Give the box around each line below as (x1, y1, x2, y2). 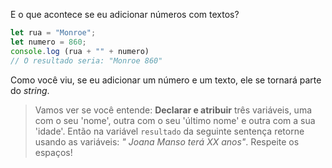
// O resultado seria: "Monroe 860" (10, 55, 163, 66)
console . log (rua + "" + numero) (10, 46, 150, 56)
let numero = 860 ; (10, 37, 87, 47)
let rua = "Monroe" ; (10, 28, 97, 38)
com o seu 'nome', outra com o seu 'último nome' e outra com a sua (34, 114, 316, 126)
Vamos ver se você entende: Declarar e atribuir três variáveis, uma (34, 104, 313, 116)
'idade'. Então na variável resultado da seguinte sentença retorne (34, 125, 305, 137)
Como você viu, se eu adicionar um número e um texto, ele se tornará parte (10, 74, 322, 86)
